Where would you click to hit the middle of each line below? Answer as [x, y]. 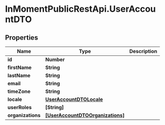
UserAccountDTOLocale [74, 99]
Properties [22, 37]
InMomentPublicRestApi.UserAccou [81, 9]
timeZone [19, 91]
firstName [20, 67]
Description [143, 51]
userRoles [20, 107]
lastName [19, 75]
